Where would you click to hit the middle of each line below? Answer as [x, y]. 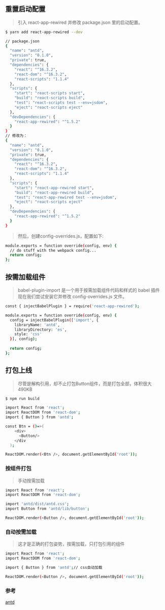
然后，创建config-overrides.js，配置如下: [61, 236]
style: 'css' [28, 334]
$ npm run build [22, 398]
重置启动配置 [25, 9]
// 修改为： [16, 136]
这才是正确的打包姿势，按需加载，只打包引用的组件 [71, 544]
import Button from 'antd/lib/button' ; [47, 509]
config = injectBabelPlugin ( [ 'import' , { [54, 320]
